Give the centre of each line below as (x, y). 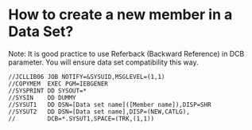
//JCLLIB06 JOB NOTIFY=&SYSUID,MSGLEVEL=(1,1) (87, 77)
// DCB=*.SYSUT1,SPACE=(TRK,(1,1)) (81, 118)
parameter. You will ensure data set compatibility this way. (103, 62)
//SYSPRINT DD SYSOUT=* (48, 91)
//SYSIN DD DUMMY (43, 97)
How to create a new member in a (120, 15)
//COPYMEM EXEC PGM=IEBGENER (58, 84)
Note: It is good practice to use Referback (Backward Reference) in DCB (126, 53)
